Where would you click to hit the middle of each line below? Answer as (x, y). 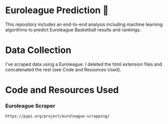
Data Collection (38, 50)
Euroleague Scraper (30, 106)
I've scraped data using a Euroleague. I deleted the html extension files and (84, 64)
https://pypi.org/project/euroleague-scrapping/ (57, 116)
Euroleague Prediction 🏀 (57, 10)
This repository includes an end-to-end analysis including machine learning (84, 24)
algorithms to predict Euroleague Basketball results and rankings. (73, 29)
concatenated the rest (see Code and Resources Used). (63, 69)
